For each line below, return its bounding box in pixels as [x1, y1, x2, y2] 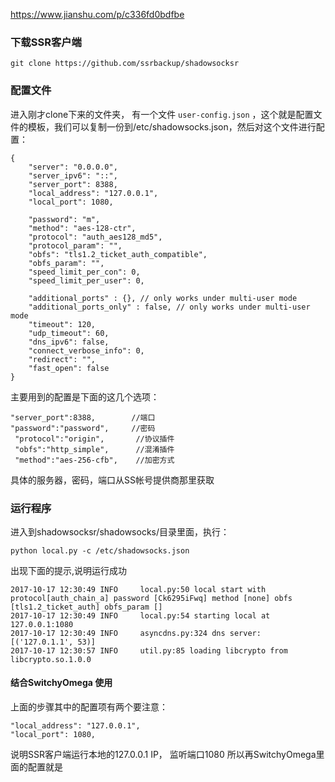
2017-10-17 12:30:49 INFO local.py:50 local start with [10, 584, 267, 594]
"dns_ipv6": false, [28, 337, 110, 347]
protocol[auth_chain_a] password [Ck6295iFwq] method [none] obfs [10, 593, 293, 603]
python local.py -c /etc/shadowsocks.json [10, 545, 190, 556]
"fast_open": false [28, 363, 110, 373]
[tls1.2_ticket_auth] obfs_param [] [10, 602, 163, 612]
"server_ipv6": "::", [28, 170, 118, 181]
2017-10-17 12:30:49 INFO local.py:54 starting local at [10, 610, 271, 621]
